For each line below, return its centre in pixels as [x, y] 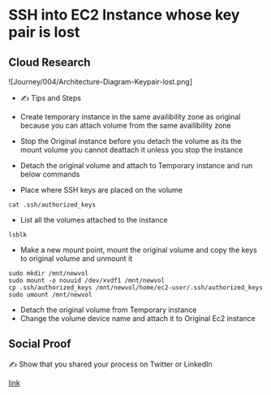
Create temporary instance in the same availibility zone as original [130, 117]
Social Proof [40, 344]
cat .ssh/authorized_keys [52, 205]
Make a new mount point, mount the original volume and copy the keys [139, 250]
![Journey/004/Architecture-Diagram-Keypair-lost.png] [101, 82]
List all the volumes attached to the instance [94, 220]
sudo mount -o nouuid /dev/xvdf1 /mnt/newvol [86, 280]
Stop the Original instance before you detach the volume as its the [131, 141]
